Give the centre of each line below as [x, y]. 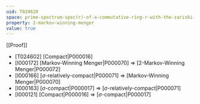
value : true [21, 28]
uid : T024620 [22, 12]
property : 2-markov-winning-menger [50, 23]
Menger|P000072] [37, 70]
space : [14, 17]
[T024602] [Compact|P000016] [54, 56]
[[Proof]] [17, 45]
